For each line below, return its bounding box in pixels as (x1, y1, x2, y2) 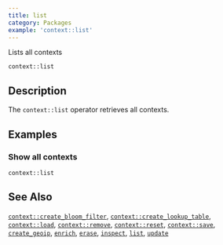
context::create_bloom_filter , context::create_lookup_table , (8, 211, 211, 221)
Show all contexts (8, 151, 78, 162)
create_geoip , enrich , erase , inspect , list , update (8, 228, 169, 237)
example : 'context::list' (8, 26, 93, 34)
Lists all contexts (8, 48, 63, 57)
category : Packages (8, 19, 72, 27)
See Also (8, 190, 53, 204)
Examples (8, 127, 57, 141)
